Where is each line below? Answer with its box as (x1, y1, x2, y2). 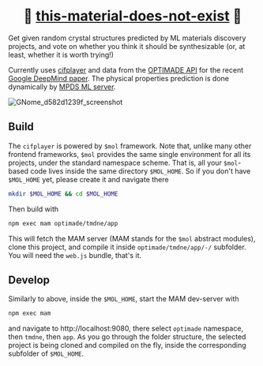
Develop (8, 273, 50, 286)
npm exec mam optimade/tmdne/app (8, 219, 118, 227)
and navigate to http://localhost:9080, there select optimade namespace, (8, 323, 243, 334)
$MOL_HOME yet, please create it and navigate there (8, 174, 169, 184)
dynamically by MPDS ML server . (8, 82, 116, 91)
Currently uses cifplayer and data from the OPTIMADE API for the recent (8, 65, 243, 74)
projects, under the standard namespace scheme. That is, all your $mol (8, 158, 239, 167)
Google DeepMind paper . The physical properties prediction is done (8, 73, 229, 83)
